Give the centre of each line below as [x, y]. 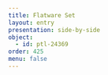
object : [21, 37]
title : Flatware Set [42, 15]
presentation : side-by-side [54, 30]
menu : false [28, 59]
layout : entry [32, 23]
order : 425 [26, 52]
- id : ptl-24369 [42, 45]
